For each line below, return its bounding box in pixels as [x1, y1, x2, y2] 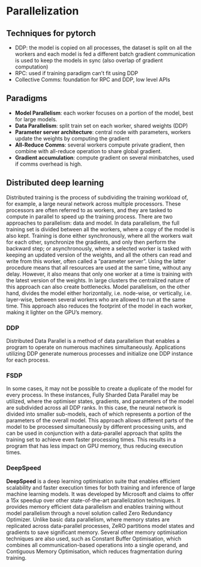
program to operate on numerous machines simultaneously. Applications [6, 344, 186, 351]
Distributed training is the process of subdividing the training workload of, [6, 193, 188, 201]
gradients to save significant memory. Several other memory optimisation [6, 529, 188, 536]
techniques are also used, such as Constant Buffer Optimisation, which [6, 535, 182, 542]
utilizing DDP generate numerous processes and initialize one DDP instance [6, 350, 193, 357]
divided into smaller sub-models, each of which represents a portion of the [6, 410, 191, 418]
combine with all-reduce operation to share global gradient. [14, 147, 162, 154]
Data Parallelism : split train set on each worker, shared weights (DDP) [14, 122, 188, 129]
